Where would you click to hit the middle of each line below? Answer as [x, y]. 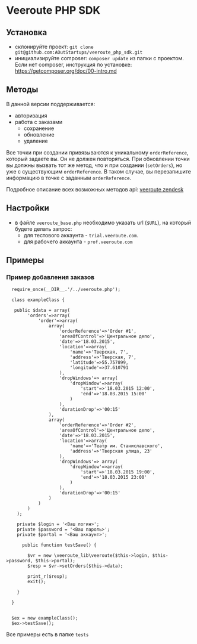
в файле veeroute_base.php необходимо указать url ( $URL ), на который [103, 222]
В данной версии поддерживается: [51, 104]
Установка [27, 32]
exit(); [37, 582]
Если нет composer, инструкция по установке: [73, 64]
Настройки [28, 208]
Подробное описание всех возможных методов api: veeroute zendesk [95, 189]
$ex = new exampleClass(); [45, 618]
